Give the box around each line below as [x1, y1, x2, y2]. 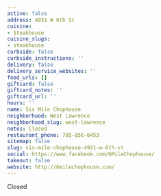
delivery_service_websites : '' [7, 67, 97, 74]
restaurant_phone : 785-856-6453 [7, 131, 99, 138]
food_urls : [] [7, 74, 48, 81]
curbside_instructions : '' [7, 55, 84, 62]
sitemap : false [7, 138, 51, 145]
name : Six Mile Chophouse [7, 106, 81, 113]
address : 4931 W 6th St [7, 17, 75, 23]
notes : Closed [7, 125, 48, 132]
